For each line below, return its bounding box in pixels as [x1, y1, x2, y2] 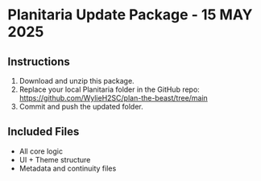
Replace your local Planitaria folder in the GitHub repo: [19, 84, 201, 94]
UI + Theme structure [19, 154, 91, 164]
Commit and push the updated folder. [19, 102, 144, 111]
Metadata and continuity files [19, 163, 117, 173]
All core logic [19, 146, 64, 156]
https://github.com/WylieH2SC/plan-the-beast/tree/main [19, 93, 209, 102]
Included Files [7, 125, 80, 138]
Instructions [7, 55, 70, 68]
